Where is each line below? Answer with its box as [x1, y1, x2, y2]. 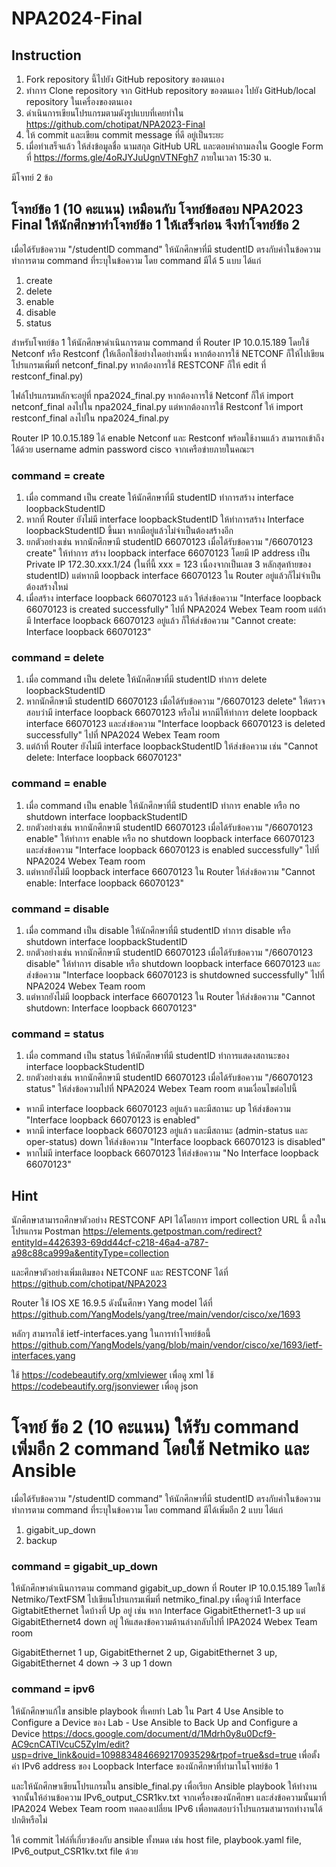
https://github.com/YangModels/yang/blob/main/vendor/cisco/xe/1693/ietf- [11, 1339, 323, 1351]
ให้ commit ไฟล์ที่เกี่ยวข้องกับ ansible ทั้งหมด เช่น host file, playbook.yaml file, [11, 1833, 302, 1846]
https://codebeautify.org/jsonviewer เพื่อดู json [11, 1380, 199, 1392]
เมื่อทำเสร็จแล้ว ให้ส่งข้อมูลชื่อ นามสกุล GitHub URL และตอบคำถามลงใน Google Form [25, 140, 324, 152]
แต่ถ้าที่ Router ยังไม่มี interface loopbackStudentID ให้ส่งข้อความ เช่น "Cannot [25, 740, 318, 752]
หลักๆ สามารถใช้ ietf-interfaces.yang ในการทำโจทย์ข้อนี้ [11, 1328, 211, 1340]
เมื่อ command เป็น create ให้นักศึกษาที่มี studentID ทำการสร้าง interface [25, 492, 294, 504]
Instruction [11, 47, 82, 64]
